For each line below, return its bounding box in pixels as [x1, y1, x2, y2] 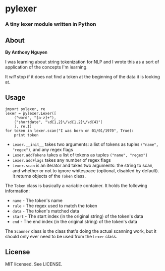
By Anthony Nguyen [5, 49, 48, 55]
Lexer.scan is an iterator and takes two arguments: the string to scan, [12, 162, 154, 168]
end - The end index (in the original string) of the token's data [12, 218, 138, 224]
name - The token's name [12, 197, 63, 203]
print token [14, 133, 39, 137]
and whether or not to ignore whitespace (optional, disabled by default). [12, 167, 160, 174]
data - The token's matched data [12, 208, 79, 214]
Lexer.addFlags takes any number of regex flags [12, 157, 111, 163]
